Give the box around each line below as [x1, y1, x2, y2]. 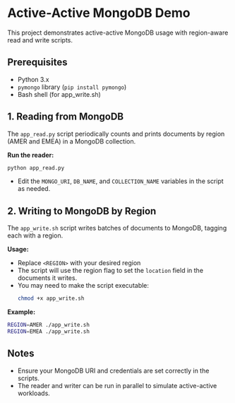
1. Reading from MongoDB [7, 111, 124, 123]
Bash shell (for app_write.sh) [17, 90, 101, 98]
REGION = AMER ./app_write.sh [7, 322, 90, 329]
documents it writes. [17, 274, 78, 282]
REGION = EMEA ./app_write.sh [7, 328, 90, 335]
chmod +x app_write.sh [17, 295, 85, 302]
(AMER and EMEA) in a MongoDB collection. [7, 136, 136, 146]
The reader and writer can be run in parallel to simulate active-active [17, 381, 217, 390]
